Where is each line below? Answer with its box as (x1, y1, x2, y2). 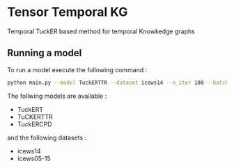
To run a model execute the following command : (7, 65, 148, 74)
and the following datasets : (7, 133, 87, 142)
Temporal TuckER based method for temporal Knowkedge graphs (7, 27, 195, 35)
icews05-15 (17, 154, 51, 162)
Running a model (7, 47, 82, 59)
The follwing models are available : (7, 92, 107, 100)
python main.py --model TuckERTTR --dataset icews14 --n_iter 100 (7, 79, 204, 86)
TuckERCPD (17, 119, 52, 128)
